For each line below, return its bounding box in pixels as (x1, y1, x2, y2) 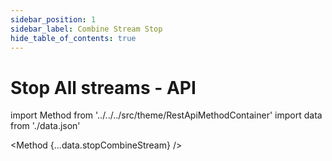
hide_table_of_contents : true (10, 33, 137, 43)
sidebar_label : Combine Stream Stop (10, 24, 163, 34)
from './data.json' (10, 120, 81, 132)
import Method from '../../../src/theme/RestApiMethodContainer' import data (10, 109, 323, 121)
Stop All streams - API (10, 76, 197, 99)
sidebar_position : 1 (10, 14, 97, 25)
